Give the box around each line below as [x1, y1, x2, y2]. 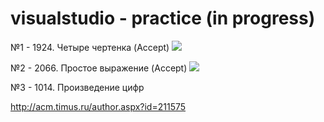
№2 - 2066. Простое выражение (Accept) [10, 62, 188, 74]
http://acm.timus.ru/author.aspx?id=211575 [10, 100, 187, 112]
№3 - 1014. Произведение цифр [10, 81, 145, 93]
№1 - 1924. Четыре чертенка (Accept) [10, 41, 170, 53]
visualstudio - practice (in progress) [10, 7, 316, 30]
